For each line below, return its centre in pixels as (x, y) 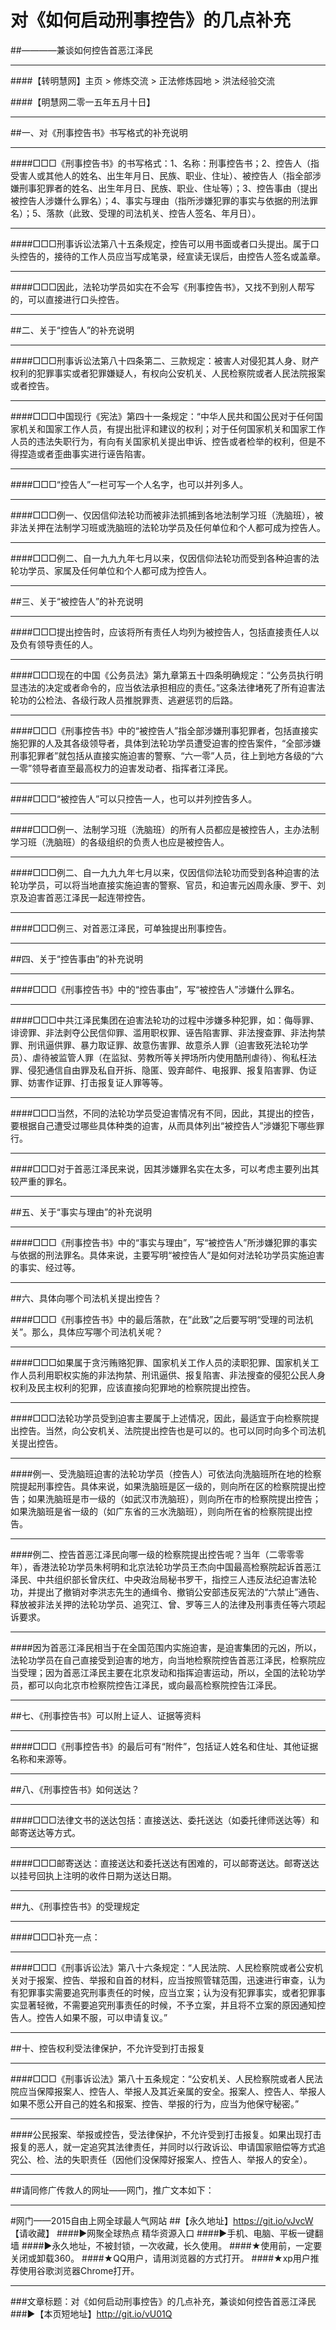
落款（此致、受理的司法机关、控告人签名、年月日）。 (154, 213)
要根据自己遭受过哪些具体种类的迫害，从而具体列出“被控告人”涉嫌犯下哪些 (163, 1125)
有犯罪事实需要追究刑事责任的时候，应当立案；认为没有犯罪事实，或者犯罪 (163, 1992)
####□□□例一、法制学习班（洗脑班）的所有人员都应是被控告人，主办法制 (165, 829)
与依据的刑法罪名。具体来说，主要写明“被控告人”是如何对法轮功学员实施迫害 (167, 1255)
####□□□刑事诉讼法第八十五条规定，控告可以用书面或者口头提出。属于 (160, 243)
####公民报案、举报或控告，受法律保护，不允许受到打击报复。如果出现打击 (166, 2134)
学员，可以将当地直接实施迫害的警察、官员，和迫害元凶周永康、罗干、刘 (176, 885)
